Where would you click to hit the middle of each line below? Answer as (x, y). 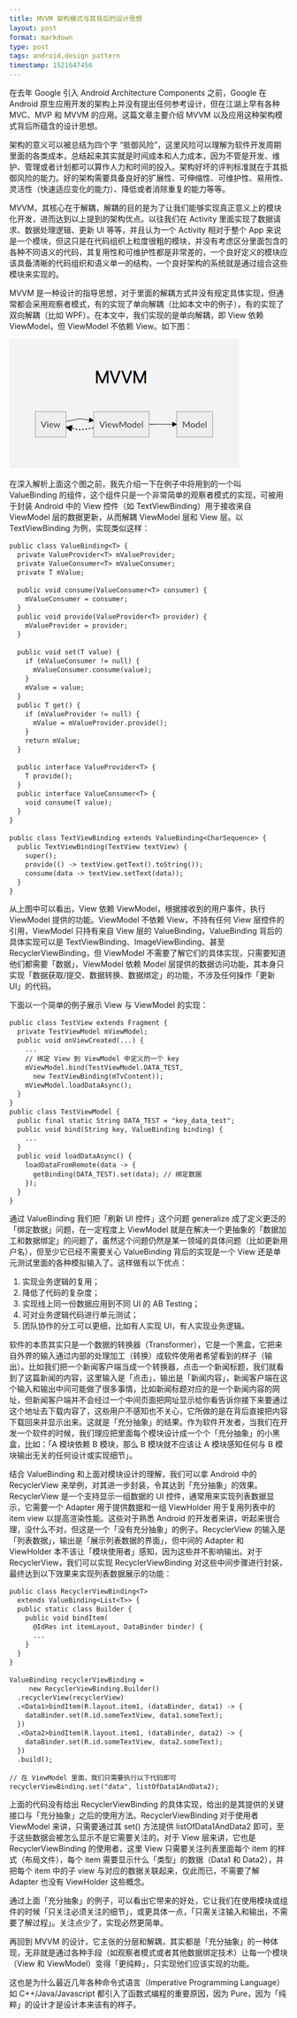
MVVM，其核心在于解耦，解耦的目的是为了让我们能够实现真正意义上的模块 (145, 208)
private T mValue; (51, 573)
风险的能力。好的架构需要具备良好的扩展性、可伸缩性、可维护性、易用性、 (152, 178)
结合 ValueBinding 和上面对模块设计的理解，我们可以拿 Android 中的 (133, 1474)
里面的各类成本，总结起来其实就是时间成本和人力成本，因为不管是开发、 (141, 156)
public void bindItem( (67, 1618)
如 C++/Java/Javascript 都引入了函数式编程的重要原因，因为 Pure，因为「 (144, 1993)
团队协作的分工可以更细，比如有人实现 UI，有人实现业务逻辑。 (135, 1326)
